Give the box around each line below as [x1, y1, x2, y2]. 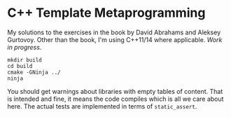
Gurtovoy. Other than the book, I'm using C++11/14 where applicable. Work [7, 35, 223, 43]
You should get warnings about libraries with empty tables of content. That [7, 87, 223, 95]
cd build [7, 62, 33, 69]
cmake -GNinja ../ [7, 69, 61, 76]
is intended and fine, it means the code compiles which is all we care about [7, 95, 224, 103]
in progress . [7, 43, 42, 51]
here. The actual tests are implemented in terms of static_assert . [7, 102, 197, 110]
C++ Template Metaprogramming [7, 5, 206, 21]
